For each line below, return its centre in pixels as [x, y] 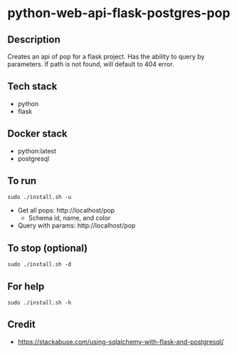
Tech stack [32, 87]
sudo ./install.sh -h [39, 303]
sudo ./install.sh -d [39, 265]
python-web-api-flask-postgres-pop [119, 13]
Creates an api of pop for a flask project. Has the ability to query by [106, 56]
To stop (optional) [47, 248]
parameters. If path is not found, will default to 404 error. [91, 64]
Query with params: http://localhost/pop [77, 225]
